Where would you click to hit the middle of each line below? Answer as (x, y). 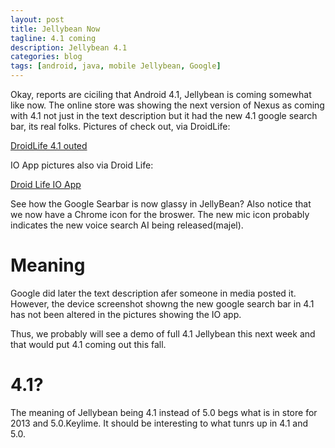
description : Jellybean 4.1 (69, 47)
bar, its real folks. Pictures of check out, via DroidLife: (120, 126)
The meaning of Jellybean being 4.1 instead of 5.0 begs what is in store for (164, 412)
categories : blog (46, 57)
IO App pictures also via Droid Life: (82, 165)
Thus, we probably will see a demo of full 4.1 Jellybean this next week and (163, 333)
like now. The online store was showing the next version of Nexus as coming (167, 105)
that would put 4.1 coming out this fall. (88, 344)
